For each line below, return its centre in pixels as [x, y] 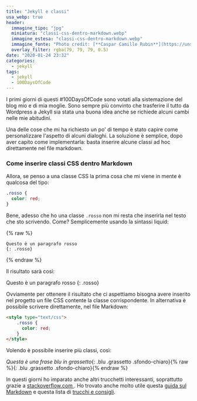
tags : [13, 72]
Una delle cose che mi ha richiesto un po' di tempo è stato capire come [92, 129]
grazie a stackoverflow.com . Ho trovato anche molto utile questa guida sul [96, 386]
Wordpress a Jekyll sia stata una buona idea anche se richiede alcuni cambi [98, 112]
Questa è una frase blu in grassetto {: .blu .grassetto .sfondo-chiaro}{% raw [97, 362]
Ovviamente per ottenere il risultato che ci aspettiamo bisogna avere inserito [98, 294]
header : [16, 22]
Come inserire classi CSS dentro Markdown [69, 163]
